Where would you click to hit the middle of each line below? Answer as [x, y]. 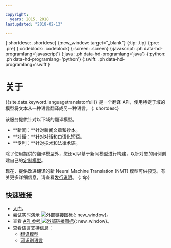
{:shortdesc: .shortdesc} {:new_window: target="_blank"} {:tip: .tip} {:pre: [82, 43]
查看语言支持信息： [33, 228]
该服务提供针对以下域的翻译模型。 [41, 119]
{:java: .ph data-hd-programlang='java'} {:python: [113, 54]
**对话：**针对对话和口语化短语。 [48, 137]
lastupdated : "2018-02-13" [34, 24]
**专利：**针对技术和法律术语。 [46, 143]
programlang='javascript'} [33, 54]
